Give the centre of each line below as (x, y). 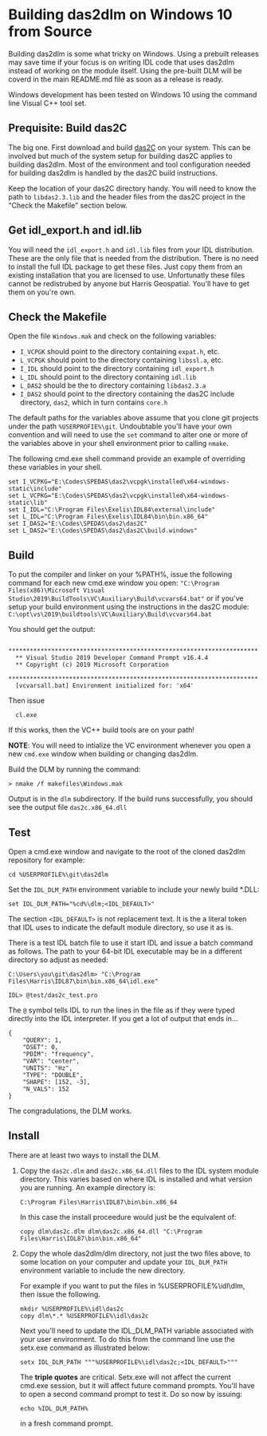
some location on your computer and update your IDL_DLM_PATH (124, 1261)
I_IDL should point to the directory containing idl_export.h (117, 369)
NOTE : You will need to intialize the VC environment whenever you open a (130, 746)
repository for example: (47, 860)
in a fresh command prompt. (67, 1423)
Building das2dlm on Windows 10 (120, 15)
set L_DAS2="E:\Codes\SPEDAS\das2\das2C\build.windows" (103, 531)
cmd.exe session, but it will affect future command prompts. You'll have (137, 1385)
